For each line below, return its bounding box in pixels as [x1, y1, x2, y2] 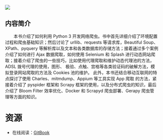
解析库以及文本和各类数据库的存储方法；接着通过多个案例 [43, 45, 159, 51]
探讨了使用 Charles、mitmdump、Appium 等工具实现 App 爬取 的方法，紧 [9, 76, 157, 81]
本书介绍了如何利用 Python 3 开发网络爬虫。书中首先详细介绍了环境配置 [13, 33, 158, 39]
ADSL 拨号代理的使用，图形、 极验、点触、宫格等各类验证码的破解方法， [5, 63, 151, 69]
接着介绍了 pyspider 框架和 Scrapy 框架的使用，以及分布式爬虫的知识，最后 [5, 81, 157, 87]
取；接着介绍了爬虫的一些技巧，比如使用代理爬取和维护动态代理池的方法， [5, 57, 154, 63]
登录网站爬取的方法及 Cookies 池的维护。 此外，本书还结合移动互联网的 [9, 69, 153, 75]
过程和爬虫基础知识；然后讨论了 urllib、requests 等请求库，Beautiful [5, 39, 143, 45]
